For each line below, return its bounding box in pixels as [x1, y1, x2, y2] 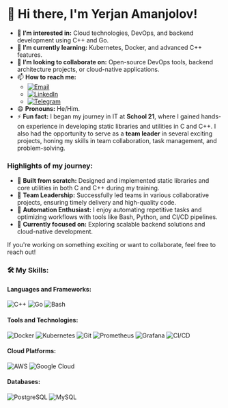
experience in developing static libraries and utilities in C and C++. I [26, 122, 216, 130]
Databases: [7, 378, 41, 386]
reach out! [7, 248, 36, 256]
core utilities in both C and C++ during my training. [16, 184, 160, 192]
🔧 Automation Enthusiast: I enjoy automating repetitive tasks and [16, 205, 202, 214]
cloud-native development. [16, 227, 94, 235]
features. [16, 51, 43, 59]
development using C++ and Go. [16, 36, 109, 44]
